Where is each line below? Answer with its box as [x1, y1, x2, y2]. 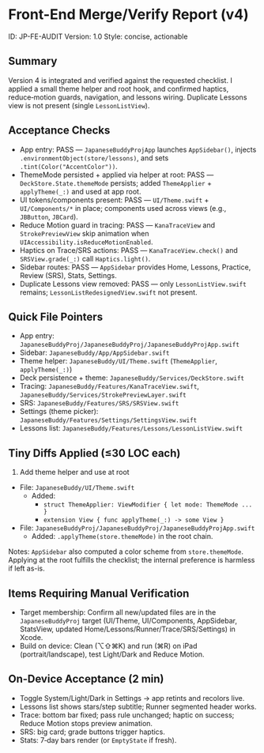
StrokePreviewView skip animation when [19, 228, 149, 238]
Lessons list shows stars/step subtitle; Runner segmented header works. [19, 702, 257, 711]
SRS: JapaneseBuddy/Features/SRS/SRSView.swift [19, 398, 179, 408]
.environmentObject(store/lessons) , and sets [19, 152, 169, 163]
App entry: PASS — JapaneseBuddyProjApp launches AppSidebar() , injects [19, 145, 257, 154]
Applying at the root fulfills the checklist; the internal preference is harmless [8, 555, 255, 565]
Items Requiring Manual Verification [8, 586, 190, 600]
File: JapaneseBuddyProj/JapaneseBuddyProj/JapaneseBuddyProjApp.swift [19, 523, 255, 533]
